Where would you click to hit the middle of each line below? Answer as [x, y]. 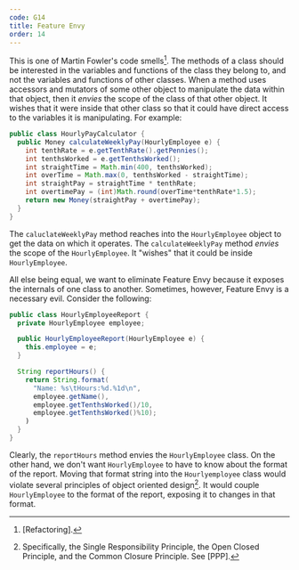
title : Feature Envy [48, 26]
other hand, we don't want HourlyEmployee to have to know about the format [148, 464]
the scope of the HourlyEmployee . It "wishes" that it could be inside [131, 252]
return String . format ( [67, 379]
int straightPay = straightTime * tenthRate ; [111, 183]
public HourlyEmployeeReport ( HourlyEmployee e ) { [111, 339]
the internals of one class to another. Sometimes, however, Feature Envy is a [149, 289]
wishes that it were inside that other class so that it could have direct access [149, 109]
